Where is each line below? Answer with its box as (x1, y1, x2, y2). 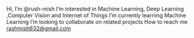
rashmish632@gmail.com (6, 25, 71, 32)
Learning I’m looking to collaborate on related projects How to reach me (6, 18, 188, 25)
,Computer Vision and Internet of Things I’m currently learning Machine (6, 12, 187, 19)
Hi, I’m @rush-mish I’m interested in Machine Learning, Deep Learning (6, 6, 184, 12)
